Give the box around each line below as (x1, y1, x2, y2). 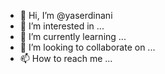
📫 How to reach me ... (19, 53, 113, 64)
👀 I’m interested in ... (19, 20, 105, 32)
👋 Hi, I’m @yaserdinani (19, 10, 113, 21)
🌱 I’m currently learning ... (19, 31, 127, 42)
